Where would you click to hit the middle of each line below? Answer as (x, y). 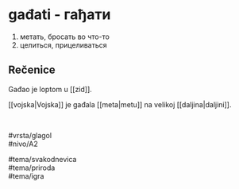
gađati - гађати (60, 15)
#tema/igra (26, 175)
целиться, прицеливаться (63, 44)
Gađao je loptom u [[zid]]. (50, 89)
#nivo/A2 (23, 144)
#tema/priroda (32, 168)
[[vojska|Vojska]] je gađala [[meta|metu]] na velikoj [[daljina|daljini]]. (120, 104)
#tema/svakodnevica (42, 159)
